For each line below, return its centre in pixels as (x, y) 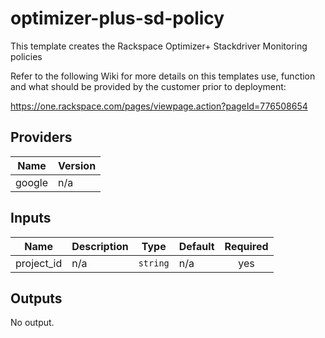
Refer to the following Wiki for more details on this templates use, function (163, 76)
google (32, 182)
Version (77, 165)
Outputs (36, 298)
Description (100, 246)
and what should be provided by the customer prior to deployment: (148, 86)
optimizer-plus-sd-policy (117, 18)
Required (246, 246)
